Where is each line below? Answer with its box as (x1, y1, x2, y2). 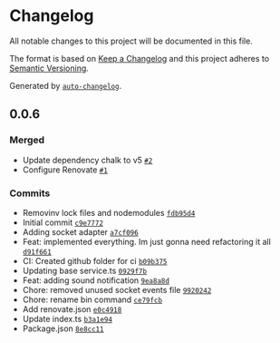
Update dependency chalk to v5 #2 (22, 154, 153, 165)
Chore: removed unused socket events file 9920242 (22, 284, 212, 295)
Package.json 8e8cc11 (22, 323, 104, 334)
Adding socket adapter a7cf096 (22, 226, 139, 237)
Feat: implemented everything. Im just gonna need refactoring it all (22, 236, 272, 247)
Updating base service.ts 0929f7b (22, 265, 148, 276)
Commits (9, 187, 51, 200)
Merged (9, 133, 45, 146)
